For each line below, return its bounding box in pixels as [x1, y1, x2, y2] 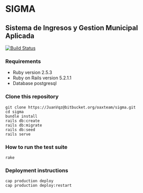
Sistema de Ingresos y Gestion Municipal [5, 24, 138, 32]
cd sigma [5, 109, 24, 114]
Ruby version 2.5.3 [12, 70, 53, 76]
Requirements [5, 57, 41, 65]
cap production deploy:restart [5, 183, 72, 188]
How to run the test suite [5, 143, 68, 151]
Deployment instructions [5, 167, 68, 174]
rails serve [5, 132, 31, 137]
